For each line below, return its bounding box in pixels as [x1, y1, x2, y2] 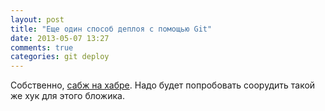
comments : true [10, 42, 74, 53]
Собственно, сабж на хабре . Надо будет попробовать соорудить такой [10, 79, 316, 91]
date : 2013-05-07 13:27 [10, 33, 110, 43]
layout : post [10, 14, 65, 25]
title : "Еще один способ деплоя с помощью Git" [10, 24, 213, 34]
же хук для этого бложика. [10, 90, 125, 102]
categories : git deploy [10, 52, 110, 62]
